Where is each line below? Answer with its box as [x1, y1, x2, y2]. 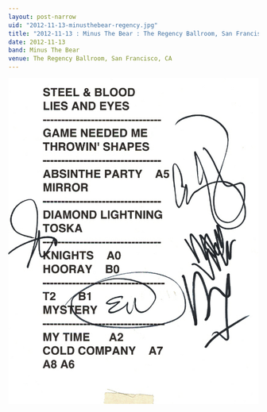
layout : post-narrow [8, 13, 77, 21]
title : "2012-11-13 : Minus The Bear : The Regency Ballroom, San [8, 29, 233, 37]
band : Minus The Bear [8, 46, 80, 55]
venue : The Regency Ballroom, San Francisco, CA [8, 55, 172, 63]
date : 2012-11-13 [8, 38, 66, 46]
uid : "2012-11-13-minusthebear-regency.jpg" [8, 21, 158, 29]
